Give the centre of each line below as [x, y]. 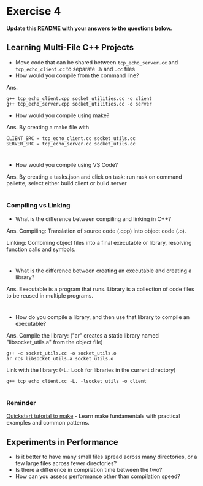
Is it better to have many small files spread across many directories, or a [106, 457]
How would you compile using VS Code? [67, 164]
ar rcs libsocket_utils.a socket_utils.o [60, 358]
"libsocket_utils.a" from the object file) [55, 342]
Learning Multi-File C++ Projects [70, 48]
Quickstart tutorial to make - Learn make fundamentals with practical [93, 416]
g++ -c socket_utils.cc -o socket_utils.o [61, 353]
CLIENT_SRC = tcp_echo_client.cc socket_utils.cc [71, 138]
